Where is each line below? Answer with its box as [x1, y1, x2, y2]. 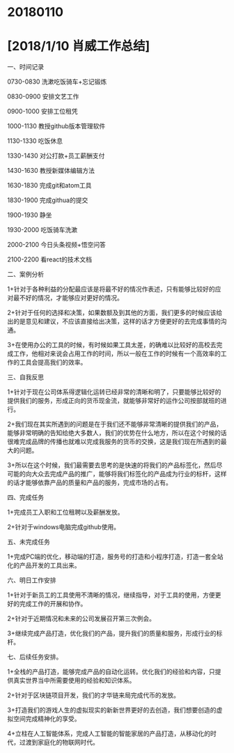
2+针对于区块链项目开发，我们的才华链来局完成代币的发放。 [7, 691, 180, 699]
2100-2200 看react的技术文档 [7, 255, 93, 264]
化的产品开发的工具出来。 [7, 561, 81, 570]
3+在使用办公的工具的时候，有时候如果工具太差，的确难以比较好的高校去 [7, 341, 217, 349]
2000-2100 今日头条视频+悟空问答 [7, 241, 107, 249]
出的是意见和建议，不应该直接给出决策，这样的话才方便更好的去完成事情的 [7, 317, 221, 326]
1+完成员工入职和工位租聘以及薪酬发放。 [7, 508, 124, 517]
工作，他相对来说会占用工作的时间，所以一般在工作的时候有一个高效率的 [13, 349, 221, 358]
